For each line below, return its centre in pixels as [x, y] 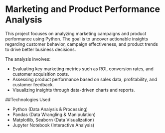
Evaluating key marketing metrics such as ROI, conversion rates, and [83, 69]
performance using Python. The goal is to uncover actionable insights [77, 39]
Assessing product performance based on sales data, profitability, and [84, 79]
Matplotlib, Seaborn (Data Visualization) [53, 120]
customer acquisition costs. [41, 74]
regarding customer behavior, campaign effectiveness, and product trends [82, 44]
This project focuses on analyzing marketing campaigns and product [76, 33]
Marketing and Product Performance [83, 9]
